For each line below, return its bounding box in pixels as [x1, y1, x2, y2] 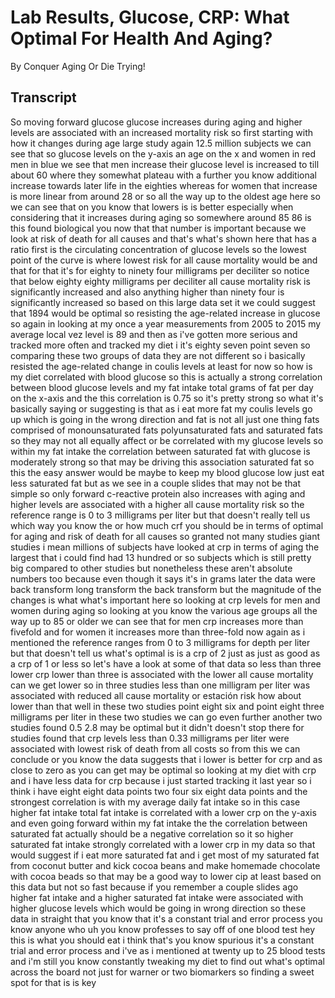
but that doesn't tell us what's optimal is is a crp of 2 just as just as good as [10, 647, 321, 659]
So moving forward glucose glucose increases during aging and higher [10, 116, 303, 128]
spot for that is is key [10, 976, 97, 988]
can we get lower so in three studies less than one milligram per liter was [10, 679, 311, 691]
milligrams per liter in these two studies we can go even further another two [10, 711, 323, 723]
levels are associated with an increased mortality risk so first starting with [10, 126, 314, 138]
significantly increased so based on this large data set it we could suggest [10, 296, 316, 308]
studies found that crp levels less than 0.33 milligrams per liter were [10, 732, 290, 744]
